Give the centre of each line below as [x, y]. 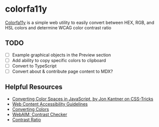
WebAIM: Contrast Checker [40, 114]
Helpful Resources [34, 87]
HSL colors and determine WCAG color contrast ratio [58, 27]
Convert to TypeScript [34, 66]
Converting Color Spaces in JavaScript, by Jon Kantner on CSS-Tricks [83, 99]
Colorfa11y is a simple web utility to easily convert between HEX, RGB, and [80, 22]
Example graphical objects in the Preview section [61, 55]
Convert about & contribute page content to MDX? [62, 71]
